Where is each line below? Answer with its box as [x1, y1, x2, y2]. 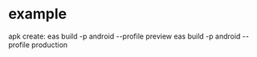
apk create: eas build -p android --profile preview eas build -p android [8, 31, 241, 41]
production [31, 39, 68, 49]
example [8, 5, 67, 23]
